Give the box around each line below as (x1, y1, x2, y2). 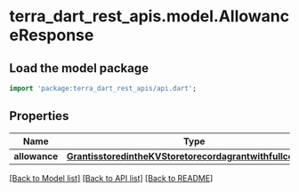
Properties (9, 108, 69, 124)
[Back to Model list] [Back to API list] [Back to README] (9, 172, 214, 183)
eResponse (9, 25, 94, 45)
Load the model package (9, 60, 149, 76)
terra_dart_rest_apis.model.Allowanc (9, 6, 290, 27)
